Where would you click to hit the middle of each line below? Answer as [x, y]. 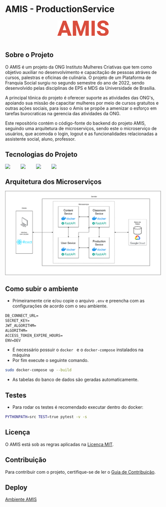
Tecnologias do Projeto [41, 155]
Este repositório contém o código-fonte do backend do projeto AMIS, [75, 123]
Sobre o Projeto [29, 55]
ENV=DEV [13, 341]
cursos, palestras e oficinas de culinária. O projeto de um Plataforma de [78, 77]
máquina [21, 355]
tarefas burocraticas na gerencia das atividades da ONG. [63, 113]
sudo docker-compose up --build [38, 370]
